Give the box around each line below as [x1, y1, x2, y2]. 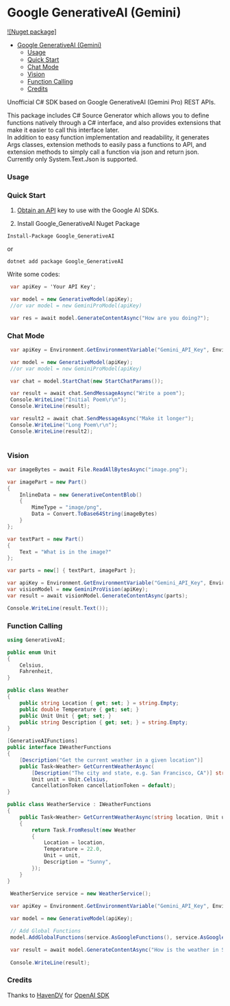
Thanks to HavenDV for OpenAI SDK [7, 991, 110, 999]
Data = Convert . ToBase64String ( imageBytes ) [31, 510, 157, 518]
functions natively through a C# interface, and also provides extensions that [7, 118, 221, 126]
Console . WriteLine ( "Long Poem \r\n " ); [10, 421, 118, 428]
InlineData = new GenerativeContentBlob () [19, 491, 142, 499]
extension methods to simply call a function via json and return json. [7, 148, 200, 156]
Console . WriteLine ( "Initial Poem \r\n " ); [10, 396, 127, 403]
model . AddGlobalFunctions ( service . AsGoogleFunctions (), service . [10, 934, 201, 941]
